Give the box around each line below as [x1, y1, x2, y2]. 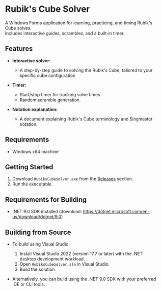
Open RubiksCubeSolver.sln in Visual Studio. [19, 261, 110, 267]
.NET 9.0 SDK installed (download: [12, 209, 82, 215]
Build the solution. [19, 266, 56, 272]
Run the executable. [12, 181, 53, 187]
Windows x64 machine [12, 148, 59, 154]
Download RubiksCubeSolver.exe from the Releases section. [12, 176, 134, 182]
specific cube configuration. [19, 73, 77, 78]
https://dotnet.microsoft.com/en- [82, 209, 150, 215]
